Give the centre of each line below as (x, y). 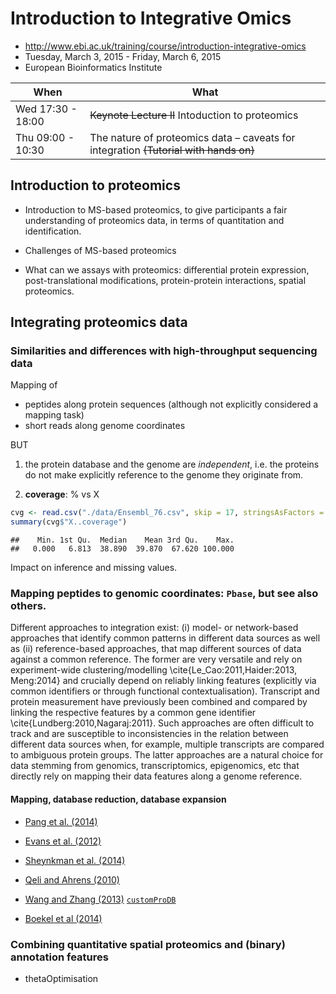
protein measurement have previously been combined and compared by (159, 702)
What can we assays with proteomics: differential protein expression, (167, 269)
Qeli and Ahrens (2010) (72, 879)
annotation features (59, 957)
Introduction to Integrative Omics (151, 18)
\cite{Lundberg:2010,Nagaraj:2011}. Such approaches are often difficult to (162, 723)
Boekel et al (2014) (63, 918)
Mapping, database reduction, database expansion (118, 799)
